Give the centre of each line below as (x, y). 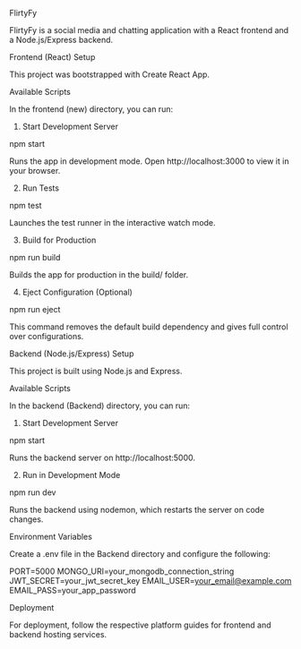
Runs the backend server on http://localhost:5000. (102, 457)
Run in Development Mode (71, 475)
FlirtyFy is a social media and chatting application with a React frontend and (149, 30)
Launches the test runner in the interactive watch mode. (113, 222)
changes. (26, 519)
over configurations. (47, 336)
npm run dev (33, 492)
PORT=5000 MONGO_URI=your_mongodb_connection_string (122, 571)
